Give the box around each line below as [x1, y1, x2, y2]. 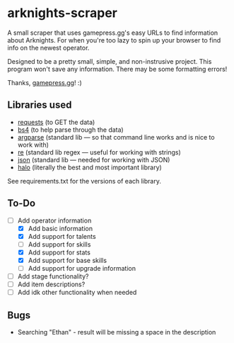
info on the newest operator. [7, 43, 90, 52]
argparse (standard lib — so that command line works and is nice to [17, 133, 215, 141]
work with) [17, 140, 49, 149]
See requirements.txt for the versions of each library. [7, 176, 161, 185]
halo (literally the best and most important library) [17, 163, 163, 171]
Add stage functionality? [17, 272, 89, 281]
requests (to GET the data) [17, 118, 95, 126]
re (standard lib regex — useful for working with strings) [17, 147, 182, 157]
